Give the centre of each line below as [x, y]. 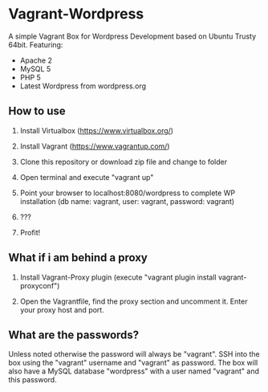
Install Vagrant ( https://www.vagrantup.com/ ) [95, 146]
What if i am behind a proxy [78, 258]
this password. [33, 380]
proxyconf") [40, 285]
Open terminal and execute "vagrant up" [87, 177]
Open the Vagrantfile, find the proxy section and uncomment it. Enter [134, 301]
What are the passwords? [74, 335]
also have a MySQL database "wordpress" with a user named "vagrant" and [134, 371]
